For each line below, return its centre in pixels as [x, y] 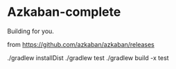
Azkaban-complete [64, 12]
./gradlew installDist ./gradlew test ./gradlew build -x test [88, 58]
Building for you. [30, 31]
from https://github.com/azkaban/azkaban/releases [81, 44]
